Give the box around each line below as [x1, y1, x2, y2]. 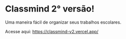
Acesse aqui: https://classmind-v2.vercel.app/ [5, 28, 99, 34]
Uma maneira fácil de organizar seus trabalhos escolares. [5, 19, 122, 25]
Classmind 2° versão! [5, 3, 95, 14]
